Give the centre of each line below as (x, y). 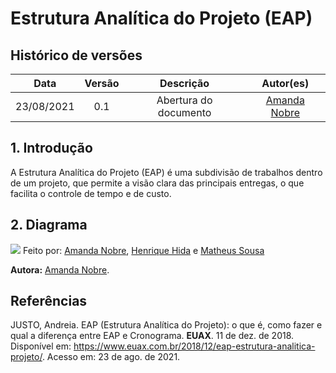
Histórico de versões (76, 55)
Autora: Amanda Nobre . (60, 269)
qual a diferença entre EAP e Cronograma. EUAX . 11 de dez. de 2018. (152, 336)
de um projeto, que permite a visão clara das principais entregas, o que (157, 183)
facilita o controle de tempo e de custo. (91, 193)
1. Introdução (51, 148)
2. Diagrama (49, 225)
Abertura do (184, 100)
